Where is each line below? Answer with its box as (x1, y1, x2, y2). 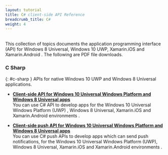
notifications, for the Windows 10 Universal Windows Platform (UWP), (12, 138, 158, 144)
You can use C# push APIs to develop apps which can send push (12, 133, 148, 139)
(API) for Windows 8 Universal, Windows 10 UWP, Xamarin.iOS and (5, 46, 145, 52)
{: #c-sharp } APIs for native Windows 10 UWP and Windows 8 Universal (5, 75, 156, 82)
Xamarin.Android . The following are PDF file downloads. (5, 52, 123, 58)
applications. (5, 81, 32, 87)
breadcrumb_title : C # (5, 17, 51, 22)
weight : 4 (5, 21, 26, 27)
